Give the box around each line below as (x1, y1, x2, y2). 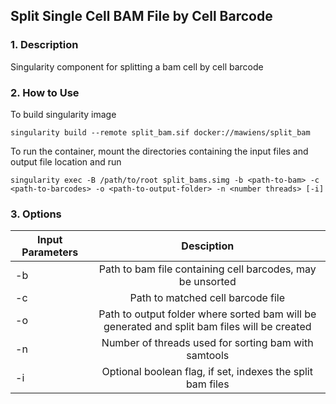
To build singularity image (10, 108, 117, 120)
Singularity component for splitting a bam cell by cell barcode (10, 60, 264, 73)
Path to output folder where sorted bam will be (98, 307, 317, 321)
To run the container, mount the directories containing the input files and (10, 145, 309, 157)
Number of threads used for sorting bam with (101, 336, 314, 350)
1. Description (10, 38, 79, 52)
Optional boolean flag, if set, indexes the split (101, 365, 313, 379)
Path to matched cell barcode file (129, 291, 286, 305)
